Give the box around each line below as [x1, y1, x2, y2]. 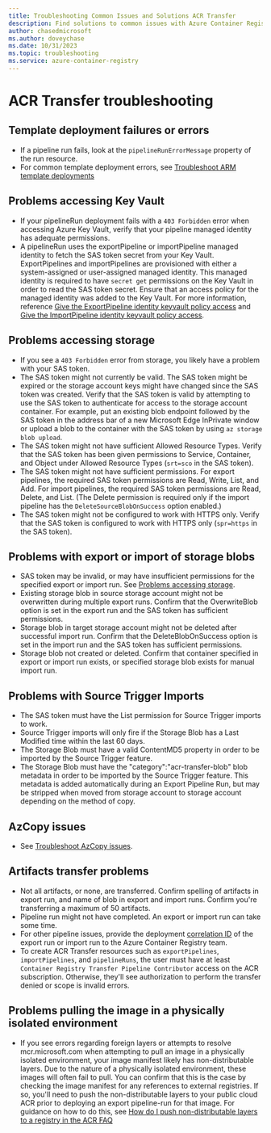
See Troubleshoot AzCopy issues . [19, 841, 133, 850]
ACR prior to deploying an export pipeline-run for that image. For [19, 1097, 236, 1107]
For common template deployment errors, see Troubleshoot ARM [19, 162, 236, 172]
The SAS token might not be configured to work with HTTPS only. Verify [19, 510, 260, 519]
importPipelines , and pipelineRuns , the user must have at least [19, 955, 231, 964]
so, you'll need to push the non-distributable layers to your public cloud [19, 1089, 258, 1099]
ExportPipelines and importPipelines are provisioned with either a [19, 258, 237, 268]
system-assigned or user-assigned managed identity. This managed [19, 267, 248, 277]
